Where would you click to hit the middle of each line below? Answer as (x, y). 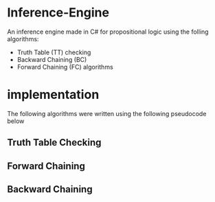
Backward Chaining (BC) (52, 59)
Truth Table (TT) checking (54, 52)
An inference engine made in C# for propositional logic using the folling (108, 32)
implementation (53, 95)
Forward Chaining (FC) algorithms (65, 67)
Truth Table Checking (54, 143)
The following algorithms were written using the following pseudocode (107, 113)
